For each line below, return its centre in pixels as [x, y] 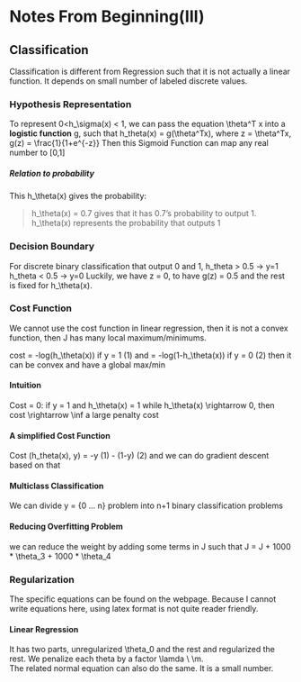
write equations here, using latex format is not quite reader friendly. [134, 608]
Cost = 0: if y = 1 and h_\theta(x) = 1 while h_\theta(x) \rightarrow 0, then [142, 405]
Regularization [42, 579]
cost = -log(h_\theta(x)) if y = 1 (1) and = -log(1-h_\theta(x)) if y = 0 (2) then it [150, 355]
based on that [35, 465]
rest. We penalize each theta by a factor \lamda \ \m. [106, 659]
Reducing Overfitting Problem [66, 527]
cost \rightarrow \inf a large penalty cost [84, 415]
